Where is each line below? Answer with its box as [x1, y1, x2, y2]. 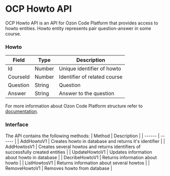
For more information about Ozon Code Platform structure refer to [5, 103, 143, 109]
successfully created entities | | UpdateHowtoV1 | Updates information [5, 149, 152, 155]
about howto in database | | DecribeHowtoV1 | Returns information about [5, 154, 157, 160]
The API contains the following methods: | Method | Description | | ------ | [5, 133, 160, 139]
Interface [5, 121, 29, 128]
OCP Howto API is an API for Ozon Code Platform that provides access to [5, 20, 158, 26]
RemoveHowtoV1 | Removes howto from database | [5, 165, 113, 171]
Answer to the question [59, 90, 115, 97]
